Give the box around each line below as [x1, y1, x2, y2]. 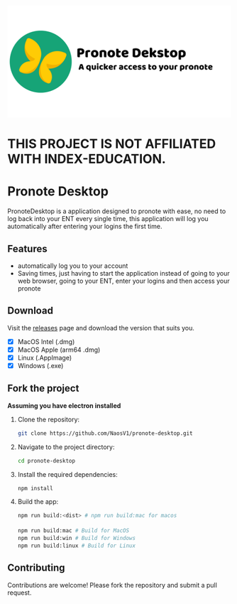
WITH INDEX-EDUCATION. [7, 151, 167, 167]
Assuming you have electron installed [7, 401, 121, 410]
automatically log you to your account [17, 261, 128, 270]
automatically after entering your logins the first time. [7, 222, 162, 231]
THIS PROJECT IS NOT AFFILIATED [7, 136, 216, 152]
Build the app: [17, 497, 59, 506]
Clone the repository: [17, 415, 80, 424]
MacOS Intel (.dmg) [17, 337, 75, 346]
